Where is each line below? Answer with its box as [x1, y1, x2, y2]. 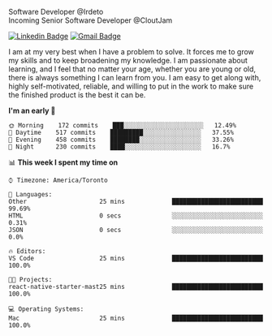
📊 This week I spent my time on [8, 157, 119, 167]
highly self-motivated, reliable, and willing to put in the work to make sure [8, 81, 254, 91]
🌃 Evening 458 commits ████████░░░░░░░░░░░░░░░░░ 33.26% [8, 136, 234, 144]
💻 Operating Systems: [8, 305, 84, 313]
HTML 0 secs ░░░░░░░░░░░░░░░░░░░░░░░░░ [8, 212, 264, 220]
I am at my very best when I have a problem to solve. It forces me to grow [8, 47, 254, 56]
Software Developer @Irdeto [8, 7, 104, 16]
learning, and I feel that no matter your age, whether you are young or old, [8, 64, 257, 74]
